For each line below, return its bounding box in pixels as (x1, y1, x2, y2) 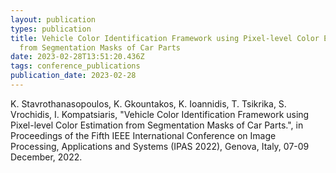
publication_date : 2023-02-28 (10, 71, 137, 81)
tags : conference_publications (10, 61, 141, 71)
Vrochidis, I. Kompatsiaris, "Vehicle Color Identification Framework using (10, 108, 310, 120)
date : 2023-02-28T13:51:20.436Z (10, 52, 145, 62)
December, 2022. (10, 151, 83, 163)
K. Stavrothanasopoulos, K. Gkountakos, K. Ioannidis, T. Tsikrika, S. (10, 97, 287, 110)
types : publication (10, 24, 92, 34)
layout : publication (10, 14, 97, 25)
